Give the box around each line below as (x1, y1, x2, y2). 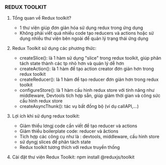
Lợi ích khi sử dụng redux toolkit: (12, 113, 80, 119)
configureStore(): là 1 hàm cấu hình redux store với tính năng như (19, 87, 155, 93)
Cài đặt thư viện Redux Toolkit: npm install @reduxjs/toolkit (12, 154, 135, 160)
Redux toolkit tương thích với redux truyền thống (19, 144, 120, 150)
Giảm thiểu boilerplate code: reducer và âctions (19, 128, 119, 134)
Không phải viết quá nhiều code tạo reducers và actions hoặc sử (19, 30, 154, 36)
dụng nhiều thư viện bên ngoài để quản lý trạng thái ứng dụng (19, 35, 148, 41)
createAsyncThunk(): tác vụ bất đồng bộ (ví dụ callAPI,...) (19, 103, 139, 109)
